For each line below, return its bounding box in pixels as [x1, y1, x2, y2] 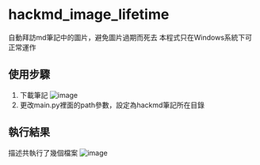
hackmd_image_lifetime [8, 6, 170, 24]
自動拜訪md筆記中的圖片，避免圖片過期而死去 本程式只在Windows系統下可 [8, 32, 252, 42]
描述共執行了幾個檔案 [8, 148, 78, 157]
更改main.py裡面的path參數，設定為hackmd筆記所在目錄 [19, 100, 205, 110]
